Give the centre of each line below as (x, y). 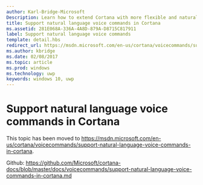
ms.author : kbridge (31, 51)
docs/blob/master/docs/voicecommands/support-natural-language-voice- (99, 169)
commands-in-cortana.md (39, 176)
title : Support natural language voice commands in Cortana (84, 23)
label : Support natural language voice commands (69, 34)
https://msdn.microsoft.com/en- (121, 139)
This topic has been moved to (43, 139)
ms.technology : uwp (31, 74)
